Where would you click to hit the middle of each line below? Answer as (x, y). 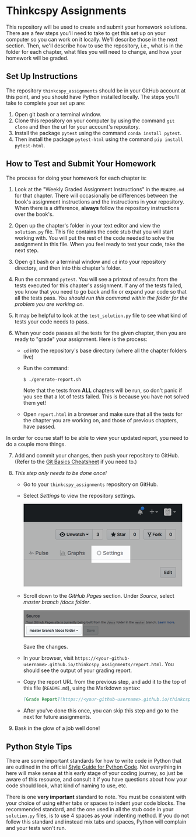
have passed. (39, 426)
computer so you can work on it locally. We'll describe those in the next (92, 39)
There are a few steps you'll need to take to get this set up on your (86, 33)
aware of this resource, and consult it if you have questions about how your (97, 780)
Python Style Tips (39, 747)
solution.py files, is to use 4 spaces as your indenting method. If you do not (98, 816)
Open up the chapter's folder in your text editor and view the (87, 225)
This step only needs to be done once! (60, 473)
